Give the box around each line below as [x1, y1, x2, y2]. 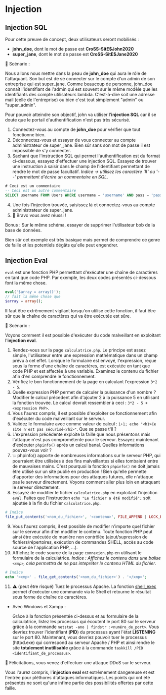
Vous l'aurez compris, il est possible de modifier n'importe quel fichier [12, 523, 155, 529]
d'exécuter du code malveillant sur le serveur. [12, 415, 105, 422]
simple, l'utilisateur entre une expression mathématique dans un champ [12, 352, 158, 358]
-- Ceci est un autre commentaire [5, 188, 77, 193]
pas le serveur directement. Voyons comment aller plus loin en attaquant [12, 479, 160, 485]
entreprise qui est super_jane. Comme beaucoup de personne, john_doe [5, 81, 153, 87]
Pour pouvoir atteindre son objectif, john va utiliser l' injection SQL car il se [5, 112, 157, 117]
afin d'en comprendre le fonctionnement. [12, 373, 96, 380]
